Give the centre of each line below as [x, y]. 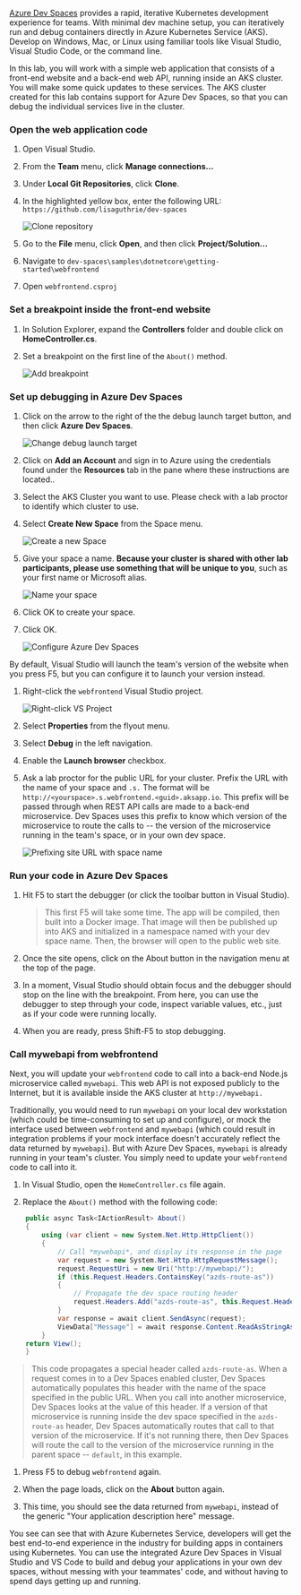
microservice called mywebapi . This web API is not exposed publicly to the [145, 1083]
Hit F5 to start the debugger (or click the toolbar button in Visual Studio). [155, 895]
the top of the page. [59, 968]
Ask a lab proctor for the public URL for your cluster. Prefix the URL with [155, 778]
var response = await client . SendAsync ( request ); [151, 1318]
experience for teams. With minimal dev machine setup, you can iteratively [147, 22]
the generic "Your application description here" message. [128, 1516]
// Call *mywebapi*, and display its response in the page [169, 1252]
